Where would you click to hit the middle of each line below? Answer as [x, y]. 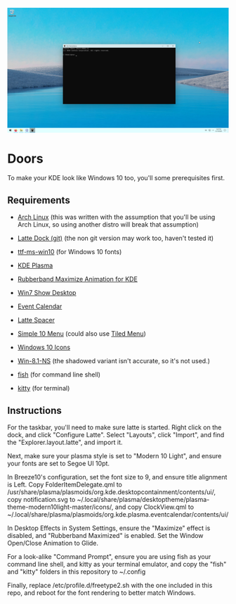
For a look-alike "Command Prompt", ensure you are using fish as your [109, 557]
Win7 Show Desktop [47, 293]
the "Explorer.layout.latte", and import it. [65, 442]
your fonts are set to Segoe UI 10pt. [59, 464]
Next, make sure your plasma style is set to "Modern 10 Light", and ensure [114, 456]
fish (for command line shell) [59, 375]
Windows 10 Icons [44, 347]
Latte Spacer [36, 320]
